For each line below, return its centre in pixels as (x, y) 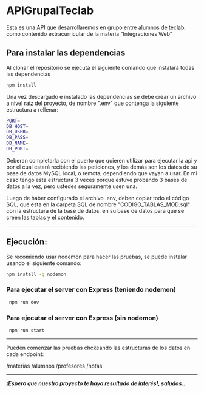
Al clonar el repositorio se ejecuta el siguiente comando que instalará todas (100, 67)
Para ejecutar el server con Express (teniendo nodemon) (91, 290)
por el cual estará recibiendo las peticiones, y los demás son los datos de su (102, 167)
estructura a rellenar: (32, 109)
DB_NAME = (17, 143)
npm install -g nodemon (36, 274)
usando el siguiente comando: (44, 263)
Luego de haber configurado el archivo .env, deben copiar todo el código (98, 198)
